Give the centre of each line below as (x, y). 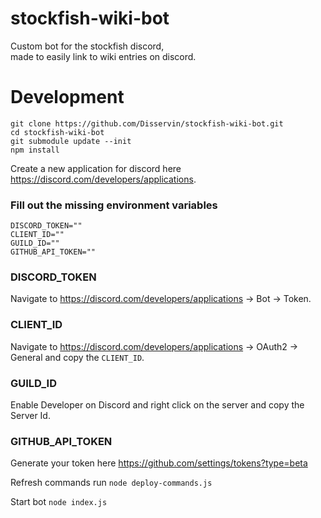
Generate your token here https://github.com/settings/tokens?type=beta (159, 463)
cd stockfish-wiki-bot (57, 132)
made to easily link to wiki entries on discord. (103, 56)
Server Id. (30, 416)
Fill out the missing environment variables (114, 205)
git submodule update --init (71, 141)
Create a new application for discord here (96, 168)
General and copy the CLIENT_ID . (77, 357)
